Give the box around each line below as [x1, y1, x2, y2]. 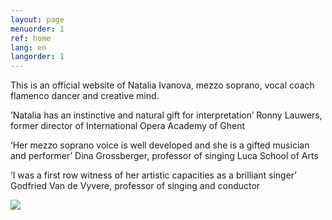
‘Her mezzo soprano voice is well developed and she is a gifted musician [10, 139, 310, 151]
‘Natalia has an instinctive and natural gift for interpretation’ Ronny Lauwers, [10, 109, 323, 121]
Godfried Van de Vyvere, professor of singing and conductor [10, 180, 261, 192]
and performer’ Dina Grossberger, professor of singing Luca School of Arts [10, 150, 319, 162]
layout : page [10, 14, 65, 25]
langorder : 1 [10, 52, 65, 62]
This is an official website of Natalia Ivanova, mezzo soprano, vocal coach [10, 79, 315, 91]
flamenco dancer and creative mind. [10, 90, 160, 102]
